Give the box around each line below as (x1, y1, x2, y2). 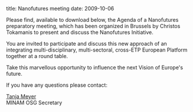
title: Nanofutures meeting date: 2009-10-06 (6, 5, 115, 12)
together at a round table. (6, 53, 68, 59)
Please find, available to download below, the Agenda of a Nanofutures (6, 16, 179, 23)
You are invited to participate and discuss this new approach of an (6, 40, 167, 47)
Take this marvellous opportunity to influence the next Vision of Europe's (6, 64, 184, 71)
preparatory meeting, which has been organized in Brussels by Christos (6, 23, 181, 29)
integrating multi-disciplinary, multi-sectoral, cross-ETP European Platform (6, 46, 188, 53)
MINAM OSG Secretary (6, 99, 63, 106)
